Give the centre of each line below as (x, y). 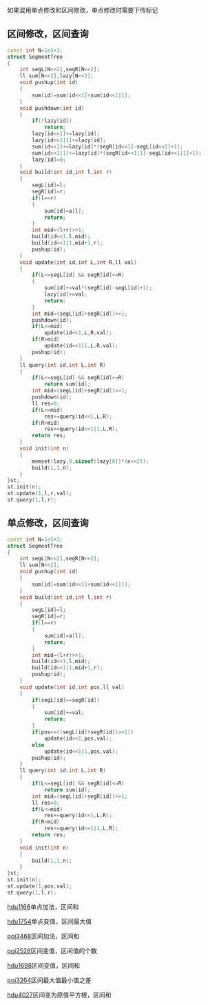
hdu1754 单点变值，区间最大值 (49, 921)
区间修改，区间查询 (48, 34)
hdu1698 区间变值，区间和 (44, 965)
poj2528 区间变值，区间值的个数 (52, 950)
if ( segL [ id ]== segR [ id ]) (66, 700)
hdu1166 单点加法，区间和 (43, 906)
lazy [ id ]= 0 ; (49, 160)
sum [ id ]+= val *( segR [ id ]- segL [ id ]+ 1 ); (98, 288)
